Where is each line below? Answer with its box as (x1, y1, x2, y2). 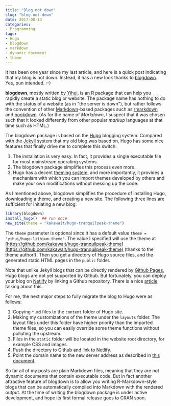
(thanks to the (124, 246, 154, 252)
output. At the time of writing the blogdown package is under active (5, 390, 148, 395)
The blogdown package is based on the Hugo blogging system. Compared (5, 133, 162, 139)
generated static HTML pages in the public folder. (5, 257, 111, 263)
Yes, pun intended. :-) (5, 80, 51, 86)
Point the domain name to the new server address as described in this (12, 352, 160, 358)
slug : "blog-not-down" (5, 12, 54, 17)
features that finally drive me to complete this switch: (5, 143, 117, 149)
